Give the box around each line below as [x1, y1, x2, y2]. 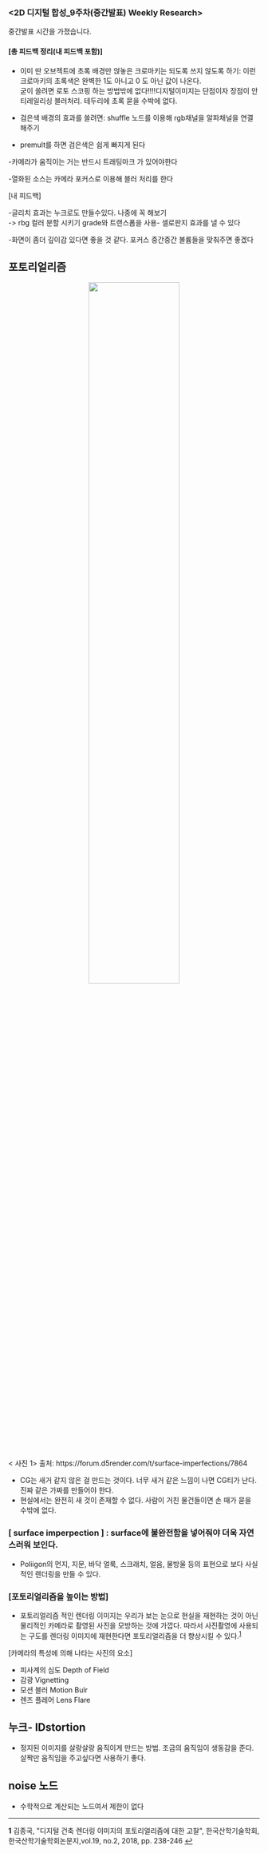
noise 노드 [8, 1779, 58, 1792]
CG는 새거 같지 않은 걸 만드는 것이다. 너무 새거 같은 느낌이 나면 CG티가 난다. [19, 1476, 257, 1485]
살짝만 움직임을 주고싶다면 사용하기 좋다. [19, 1753, 146, 1763]
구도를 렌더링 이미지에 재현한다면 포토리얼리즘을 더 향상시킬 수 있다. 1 [28, 1629, 242, 1640]
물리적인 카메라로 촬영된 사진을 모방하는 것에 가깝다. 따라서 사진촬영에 [19, 1620, 238, 1630]
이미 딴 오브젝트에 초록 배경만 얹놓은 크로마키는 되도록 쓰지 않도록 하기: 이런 [19, 66, 257, 75]
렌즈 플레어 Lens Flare [19, 1695, 91, 1704]
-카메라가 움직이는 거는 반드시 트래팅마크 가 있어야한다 [8, 157, 178, 166]
